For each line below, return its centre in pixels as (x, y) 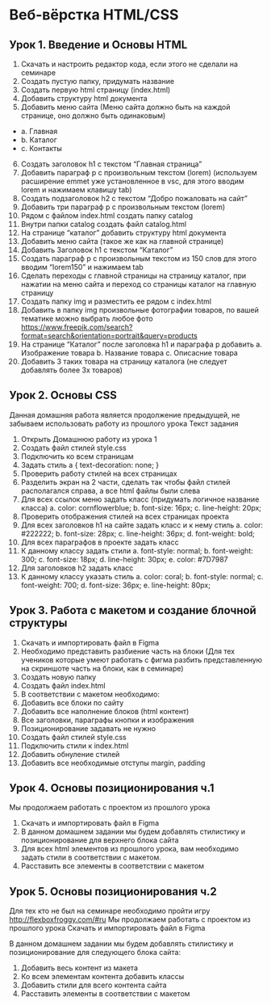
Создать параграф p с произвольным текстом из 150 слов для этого (139, 259)
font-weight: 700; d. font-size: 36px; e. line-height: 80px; (115, 585)
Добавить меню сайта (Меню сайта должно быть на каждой (125, 107)
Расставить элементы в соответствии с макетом (105, 994)
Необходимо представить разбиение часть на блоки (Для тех (128, 651)
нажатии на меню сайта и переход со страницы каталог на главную (138, 284)
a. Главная (39, 131)
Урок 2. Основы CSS (63, 395)
